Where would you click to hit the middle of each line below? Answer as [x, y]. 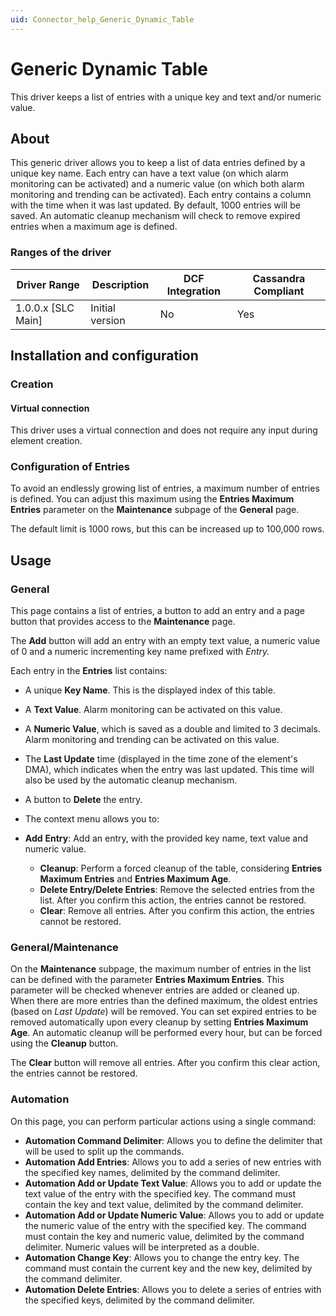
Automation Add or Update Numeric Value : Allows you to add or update [174, 1215]
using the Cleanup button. [64, 1043]
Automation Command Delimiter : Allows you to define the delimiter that [173, 1140]
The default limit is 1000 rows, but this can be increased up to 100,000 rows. [167, 529]
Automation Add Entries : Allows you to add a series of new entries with [173, 1162]
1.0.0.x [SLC [45, 308]
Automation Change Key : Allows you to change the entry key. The [162, 1257]
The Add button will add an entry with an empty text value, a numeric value [165, 641]
